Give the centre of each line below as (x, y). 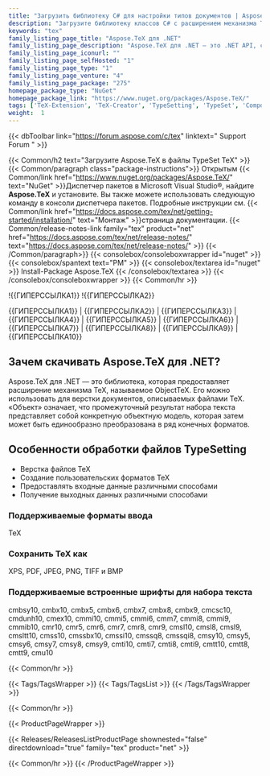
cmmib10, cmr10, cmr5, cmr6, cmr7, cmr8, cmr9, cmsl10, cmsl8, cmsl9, (125, 627)
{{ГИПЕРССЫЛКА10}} (45, 336)
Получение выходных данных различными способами (114, 494)
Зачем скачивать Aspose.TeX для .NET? (115, 362)
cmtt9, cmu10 (31, 652)
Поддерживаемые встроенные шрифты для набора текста (131, 592)
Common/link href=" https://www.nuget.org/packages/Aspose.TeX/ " (121, 177)
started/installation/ (41, 220)
